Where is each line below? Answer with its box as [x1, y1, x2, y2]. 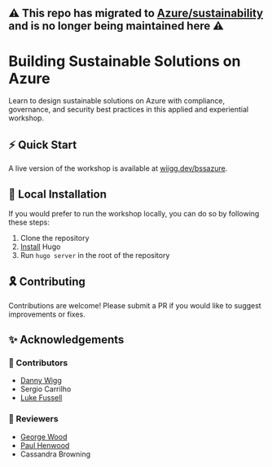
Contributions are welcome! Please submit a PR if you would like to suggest [8, 300, 262, 310]
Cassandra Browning [20, 449, 91, 459]
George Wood [20, 431, 68, 442]
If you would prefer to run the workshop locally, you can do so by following [8, 208, 260, 218]
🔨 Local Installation [8, 187, 107, 201]
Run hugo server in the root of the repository [20, 250, 170, 260]
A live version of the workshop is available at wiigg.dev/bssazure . [8, 164, 228, 173]
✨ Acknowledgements [8, 333, 125, 347]
